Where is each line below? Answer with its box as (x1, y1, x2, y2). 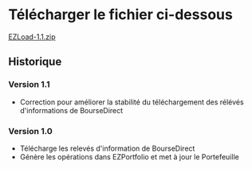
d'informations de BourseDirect (19, 105, 124, 115)
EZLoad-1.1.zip (8, 32, 56, 41)
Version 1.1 (8, 79, 50, 90)
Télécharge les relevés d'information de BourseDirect (19, 143, 195, 153)
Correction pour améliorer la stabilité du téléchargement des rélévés (19, 97, 245, 107)
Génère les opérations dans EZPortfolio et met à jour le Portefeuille (19, 151, 239, 161)
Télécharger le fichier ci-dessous (8, 6, 233, 24)
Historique (8, 55, 62, 69)
